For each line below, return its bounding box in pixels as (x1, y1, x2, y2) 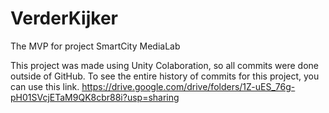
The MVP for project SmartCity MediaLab (10, 40, 181, 52)
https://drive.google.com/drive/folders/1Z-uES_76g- (81, 80, 296, 92)
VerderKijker (10, 7, 118, 30)
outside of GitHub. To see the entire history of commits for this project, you (10, 70, 320, 82)
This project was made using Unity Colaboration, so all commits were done (10, 59, 320, 71)
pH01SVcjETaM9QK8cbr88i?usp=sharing (10, 91, 180, 103)
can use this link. (10, 80, 80, 92)
